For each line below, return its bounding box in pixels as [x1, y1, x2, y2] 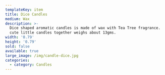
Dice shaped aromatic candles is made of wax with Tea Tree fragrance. [9, 26, 161, 31]
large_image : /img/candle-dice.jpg [5, 53, 79, 58]
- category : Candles [9, 62, 52, 67]
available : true [5, 48, 39, 53]
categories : [5, 58, 30, 63]
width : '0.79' [5, 35, 35, 40]
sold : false [5, 44, 30, 49]
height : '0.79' [5, 39, 37, 44]
